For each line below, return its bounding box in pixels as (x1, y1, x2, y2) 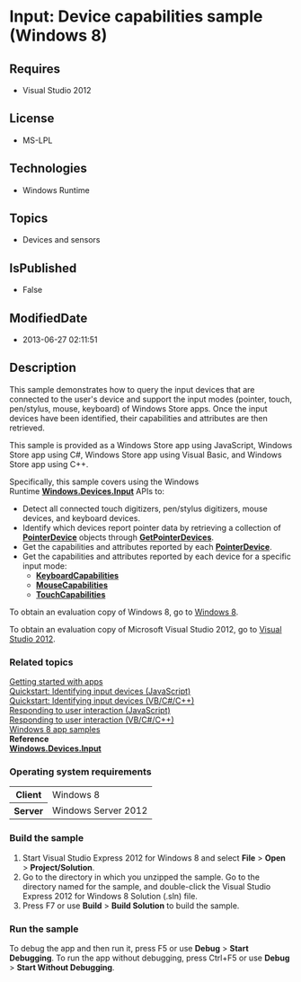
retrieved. (9, 422, 45, 433)
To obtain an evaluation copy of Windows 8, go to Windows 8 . (9, 606, 239, 617)
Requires (9, 61, 61, 76)
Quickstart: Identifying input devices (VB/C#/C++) (9, 695, 195, 706)
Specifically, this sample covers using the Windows (9, 476, 199, 487)
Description (9, 360, 76, 376)
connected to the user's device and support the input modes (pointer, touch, (9, 394, 293, 404)
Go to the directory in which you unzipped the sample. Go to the (22, 871, 261, 882)
